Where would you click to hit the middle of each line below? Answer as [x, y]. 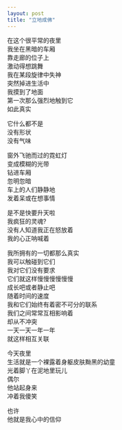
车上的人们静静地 [31, 189]
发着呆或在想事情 [31, 198]
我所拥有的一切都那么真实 [43, 253]
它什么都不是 [25, 123]
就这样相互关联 [28, 338]
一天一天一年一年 [31, 330]
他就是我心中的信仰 [34, 419]
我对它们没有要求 [31, 270]
